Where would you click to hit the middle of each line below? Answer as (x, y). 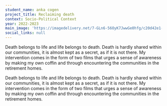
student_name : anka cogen (32, 10)
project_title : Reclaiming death (40, 14)
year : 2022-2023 (22, 24)
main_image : (17, 28)
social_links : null (25, 33)
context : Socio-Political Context (41, 19)
